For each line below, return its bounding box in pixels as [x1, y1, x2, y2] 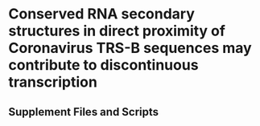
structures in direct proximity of [8, 22, 225, 40]
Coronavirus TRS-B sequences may [8, 39, 252, 57]
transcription [8, 73, 98, 91]
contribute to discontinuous [8, 56, 199, 75]
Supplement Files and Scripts [8, 105, 159, 119]
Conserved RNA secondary [8, 5, 196, 23]
